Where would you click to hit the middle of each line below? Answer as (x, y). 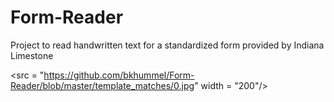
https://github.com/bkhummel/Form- (119, 75)
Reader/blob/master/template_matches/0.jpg (102, 85)
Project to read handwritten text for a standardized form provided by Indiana (167, 45)
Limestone (32, 55)
